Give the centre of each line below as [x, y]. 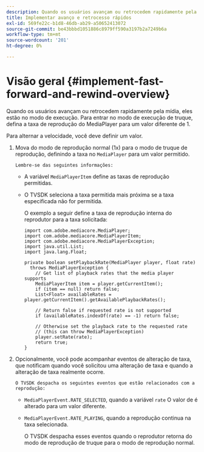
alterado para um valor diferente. [65, 406]
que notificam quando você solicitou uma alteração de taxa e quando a [104, 365]
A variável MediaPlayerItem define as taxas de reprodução [97, 176]
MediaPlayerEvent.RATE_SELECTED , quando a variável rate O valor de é [111, 400]
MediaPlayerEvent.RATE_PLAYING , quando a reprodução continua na [107, 418]
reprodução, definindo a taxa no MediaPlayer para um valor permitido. [102, 154]
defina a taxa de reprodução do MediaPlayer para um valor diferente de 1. [98, 124]
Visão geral [36, 81]
